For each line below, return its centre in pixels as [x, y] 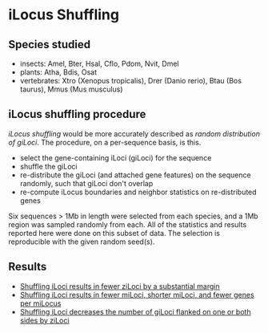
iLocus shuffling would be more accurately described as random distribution [134, 133]
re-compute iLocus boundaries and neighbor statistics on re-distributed [138, 192]
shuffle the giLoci [48, 166]
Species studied [49, 45]
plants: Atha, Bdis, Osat [58, 72]
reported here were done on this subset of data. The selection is [114, 233]
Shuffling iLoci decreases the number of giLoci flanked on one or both [135, 311]
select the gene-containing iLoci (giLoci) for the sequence [116, 157]
